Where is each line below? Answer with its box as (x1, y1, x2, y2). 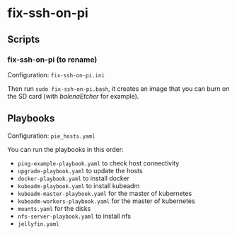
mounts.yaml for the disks (17, 204, 91, 212)
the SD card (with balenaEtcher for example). (7, 92, 139, 100)
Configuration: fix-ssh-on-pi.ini (7, 70, 105, 79)
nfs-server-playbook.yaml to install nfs (17, 212, 132, 220)
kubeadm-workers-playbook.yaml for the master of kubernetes (17, 197, 196, 205)
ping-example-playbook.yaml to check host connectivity (17, 158, 180, 168)
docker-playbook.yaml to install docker (17, 174, 129, 182)
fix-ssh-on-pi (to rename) (7, 55, 98, 65)
